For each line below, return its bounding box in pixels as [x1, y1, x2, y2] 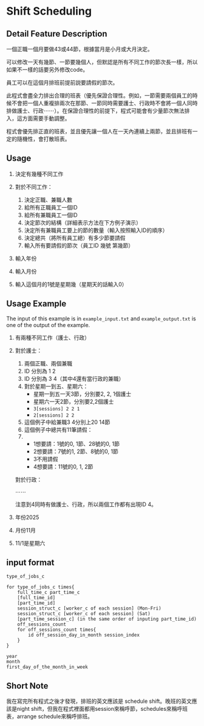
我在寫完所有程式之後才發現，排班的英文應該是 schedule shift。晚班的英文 [6, 697, 192, 705]
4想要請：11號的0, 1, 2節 [33, 463, 93, 470]
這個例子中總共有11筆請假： [24, 426, 93, 433]
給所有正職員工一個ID [24, 203, 78, 211]
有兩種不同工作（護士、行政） [15, 334, 90, 341]
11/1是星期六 [15, 539, 46, 546]
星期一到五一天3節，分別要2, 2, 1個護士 [33, 390, 132, 397]
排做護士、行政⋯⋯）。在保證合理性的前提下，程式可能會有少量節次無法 [6, 107, 185, 114]
